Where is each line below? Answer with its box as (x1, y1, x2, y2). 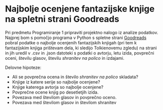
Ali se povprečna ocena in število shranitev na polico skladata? (12, 74, 139, 80)
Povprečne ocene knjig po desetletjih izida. (12, 89, 99, 95)
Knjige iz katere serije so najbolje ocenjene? (12, 79, 101, 85)
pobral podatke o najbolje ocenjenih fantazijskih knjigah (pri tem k (5, 40, 137, 45)
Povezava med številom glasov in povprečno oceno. (12, 94, 117, 100)
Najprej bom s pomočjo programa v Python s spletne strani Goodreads (5, 35, 147, 41)
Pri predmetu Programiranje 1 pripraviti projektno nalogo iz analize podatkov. (5, 29, 159, 35)
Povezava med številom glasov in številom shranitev (12, 99, 117, 105)
